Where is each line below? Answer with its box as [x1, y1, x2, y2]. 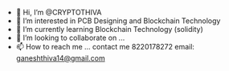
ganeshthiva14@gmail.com [15, 53, 106, 63]
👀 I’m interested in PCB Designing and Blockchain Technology [15, 16, 221, 26]
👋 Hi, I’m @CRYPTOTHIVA [15, 8, 102, 17]
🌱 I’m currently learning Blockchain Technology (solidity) [15, 25, 203, 34]
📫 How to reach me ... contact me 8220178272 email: [15, 42, 195, 51]
